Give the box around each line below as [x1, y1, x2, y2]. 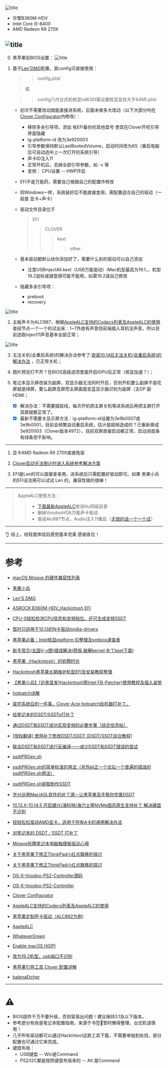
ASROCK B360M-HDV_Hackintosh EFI [12, 605, 91, 611]
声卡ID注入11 [27, 155, 53, 161]
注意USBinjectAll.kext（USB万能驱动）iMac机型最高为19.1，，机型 [27, 266, 161, 272]
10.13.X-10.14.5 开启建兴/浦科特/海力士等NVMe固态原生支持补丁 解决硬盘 [12, 802, 161, 808]
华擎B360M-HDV [12, 15, 48, 21]
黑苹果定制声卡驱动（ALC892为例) [12, 913, 84, 919]
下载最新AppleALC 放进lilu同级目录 [37, 503, 108, 509]
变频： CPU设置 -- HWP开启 [27, 168, 86, 174]
